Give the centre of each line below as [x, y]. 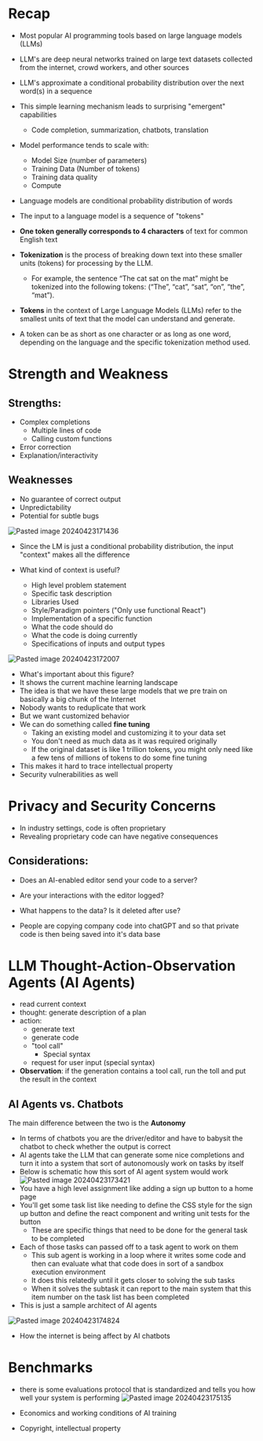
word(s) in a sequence [56, 90]
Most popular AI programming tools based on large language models [131, 35]
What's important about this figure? [77, 674]
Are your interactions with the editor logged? [92, 895]
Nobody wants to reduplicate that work [83, 707]
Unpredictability [46, 507]
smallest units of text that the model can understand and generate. [127, 319]
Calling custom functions [71, 438]
